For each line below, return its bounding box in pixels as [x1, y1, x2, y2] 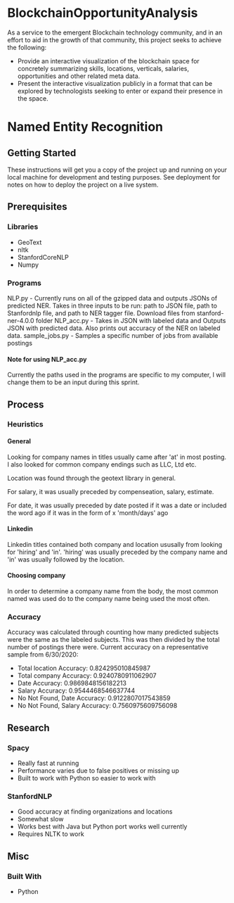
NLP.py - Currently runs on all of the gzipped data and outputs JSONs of [7, 293, 218, 302]
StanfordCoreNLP [17, 253, 69, 261]
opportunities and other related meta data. [17, 72, 141, 80]
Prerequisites [7, 201, 67, 213]
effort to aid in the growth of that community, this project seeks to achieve [7, 35, 222, 44]
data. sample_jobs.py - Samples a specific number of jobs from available [7, 331, 219, 339]
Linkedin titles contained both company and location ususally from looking [7, 540, 223, 548]
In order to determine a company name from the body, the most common [7, 587, 219, 595]
